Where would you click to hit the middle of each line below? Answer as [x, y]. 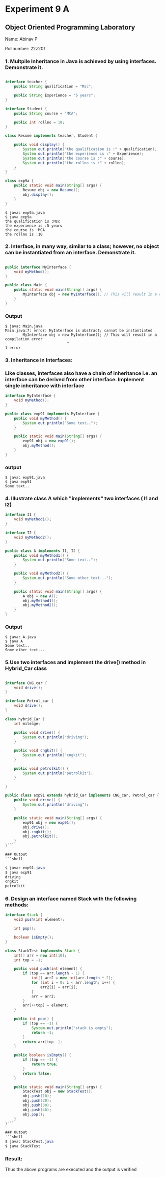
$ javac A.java [21, 637]
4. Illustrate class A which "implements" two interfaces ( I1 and [82, 499]
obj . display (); [38, 195]
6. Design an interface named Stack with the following [71, 899]
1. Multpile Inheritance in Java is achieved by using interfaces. [81, 61]
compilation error [24, 339]
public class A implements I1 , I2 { [42, 551]
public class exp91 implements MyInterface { [52, 414]
